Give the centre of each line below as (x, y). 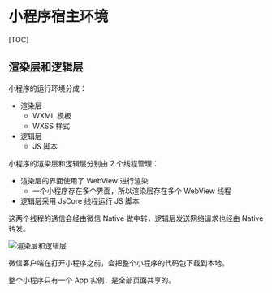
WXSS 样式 (51, 126)
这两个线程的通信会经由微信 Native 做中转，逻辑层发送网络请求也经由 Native (136, 218)
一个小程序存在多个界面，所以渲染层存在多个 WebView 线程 (132, 191)
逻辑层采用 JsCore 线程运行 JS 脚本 (80, 200)
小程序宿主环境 (58, 17)
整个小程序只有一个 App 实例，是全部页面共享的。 (92, 280)
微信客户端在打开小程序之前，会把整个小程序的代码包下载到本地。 (119, 263)
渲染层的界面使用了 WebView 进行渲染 (84, 180)
